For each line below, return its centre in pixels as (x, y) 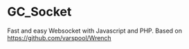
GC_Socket (39, 12)
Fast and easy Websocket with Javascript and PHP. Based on (94, 31)
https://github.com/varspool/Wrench (60, 37)
